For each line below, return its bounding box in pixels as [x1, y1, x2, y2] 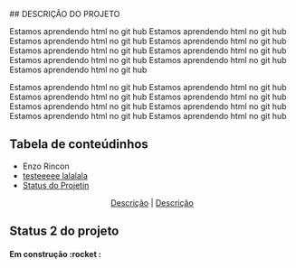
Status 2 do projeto [9, 224, 119, 239]
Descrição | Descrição [110, 197, 195, 208]
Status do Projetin [22, 180, 90, 190]
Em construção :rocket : [9, 248, 102, 259]
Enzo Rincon [22, 161, 70, 171]
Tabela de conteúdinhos [9, 136, 149, 152]
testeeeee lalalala [22, 170, 88, 180]
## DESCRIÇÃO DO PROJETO [9, 9, 120, 19]
